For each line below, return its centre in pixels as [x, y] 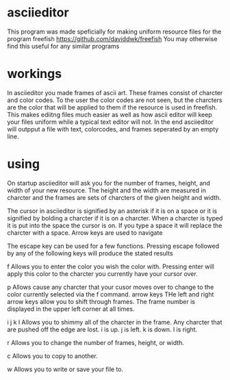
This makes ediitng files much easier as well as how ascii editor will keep [110, 114]
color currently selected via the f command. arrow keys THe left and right [111, 294]
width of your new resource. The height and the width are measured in [107, 190]
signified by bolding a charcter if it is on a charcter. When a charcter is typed [115, 218]
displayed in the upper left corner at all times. [71, 309]
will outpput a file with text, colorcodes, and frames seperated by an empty [113, 129]
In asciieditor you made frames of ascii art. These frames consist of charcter [115, 92]
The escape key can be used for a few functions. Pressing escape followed [113, 246]
